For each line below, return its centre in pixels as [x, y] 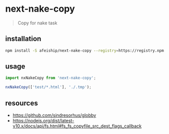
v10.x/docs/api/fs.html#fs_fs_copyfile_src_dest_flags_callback [77, 126]
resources [22, 103]
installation [23, 39]
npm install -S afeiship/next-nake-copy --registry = [62, 51]
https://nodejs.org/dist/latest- [43, 121]
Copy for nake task [37, 23]
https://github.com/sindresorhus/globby [54, 115]
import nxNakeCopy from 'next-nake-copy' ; [51, 78]
